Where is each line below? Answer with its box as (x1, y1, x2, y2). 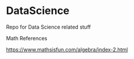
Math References (6, 34, 48, 41)
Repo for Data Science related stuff (6, 23, 91, 30)
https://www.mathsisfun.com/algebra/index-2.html (6, 46, 128, 53)
